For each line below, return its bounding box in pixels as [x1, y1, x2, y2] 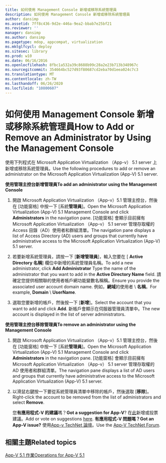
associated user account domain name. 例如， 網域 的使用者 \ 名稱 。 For [12, 284, 157, 290]
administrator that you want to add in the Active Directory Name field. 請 [12, 271, 162, 277]
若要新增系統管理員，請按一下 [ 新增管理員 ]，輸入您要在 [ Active [12, 254, 143, 260]
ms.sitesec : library [5, 49, 48, 54]
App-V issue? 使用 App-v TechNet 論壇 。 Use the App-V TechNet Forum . [12, 422, 161, 428]
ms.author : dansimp [5, 35, 46, 40]
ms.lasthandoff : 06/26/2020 [5, 81, 63, 86]
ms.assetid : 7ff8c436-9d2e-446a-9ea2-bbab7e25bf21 [5, 21, 112, 26]
